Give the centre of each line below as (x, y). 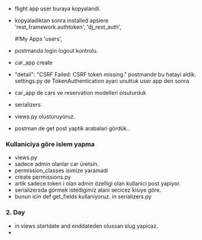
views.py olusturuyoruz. (45, 116)
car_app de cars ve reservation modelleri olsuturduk (80, 92)
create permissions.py (43, 177)
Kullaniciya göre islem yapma (50, 144)
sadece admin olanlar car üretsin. (57, 164)
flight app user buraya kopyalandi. (58, 9)
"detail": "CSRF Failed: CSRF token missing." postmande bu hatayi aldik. (105, 74)
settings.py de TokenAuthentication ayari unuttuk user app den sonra (102, 81)
